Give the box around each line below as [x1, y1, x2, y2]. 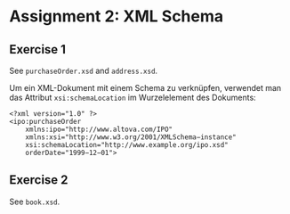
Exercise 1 [9, 42, 67, 57]
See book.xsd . [9, 196, 60, 207]
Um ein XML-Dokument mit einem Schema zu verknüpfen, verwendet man [9, 83, 282, 93]
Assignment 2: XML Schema [9, 6, 224, 27]
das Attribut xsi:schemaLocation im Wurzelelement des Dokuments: [9, 92, 256, 103]
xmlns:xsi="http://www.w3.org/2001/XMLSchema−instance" [25, 133, 238, 142]
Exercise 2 [9, 172, 68, 188]
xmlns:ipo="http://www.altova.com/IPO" [25, 125, 173, 134]
